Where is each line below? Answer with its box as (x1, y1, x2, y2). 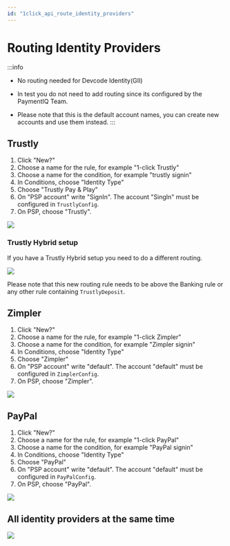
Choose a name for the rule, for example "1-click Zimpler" (17, 333, 182, 341)
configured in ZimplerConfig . (17, 370, 99, 378)
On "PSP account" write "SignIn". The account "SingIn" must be (17, 193, 199, 201)
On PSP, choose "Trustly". (17, 208, 92, 216)
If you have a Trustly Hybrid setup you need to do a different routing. (7, 253, 202, 262)
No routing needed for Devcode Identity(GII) (17, 76, 143, 84)
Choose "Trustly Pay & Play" (17, 185, 98, 194)
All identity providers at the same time (7, 513, 175, 525)
